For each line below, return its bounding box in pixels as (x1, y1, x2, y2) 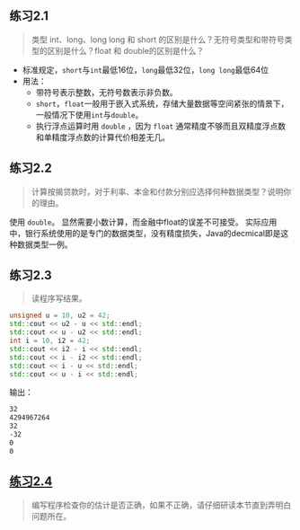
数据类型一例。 (16, 239, 73, 250)
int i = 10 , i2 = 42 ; (9, 336, 91, 346)
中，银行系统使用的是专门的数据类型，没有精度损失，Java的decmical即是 (9, 227, 281, 238)
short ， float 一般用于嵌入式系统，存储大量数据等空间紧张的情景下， (35, 98, 289, 109)
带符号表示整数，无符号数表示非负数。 (35, 86, 178, 97)
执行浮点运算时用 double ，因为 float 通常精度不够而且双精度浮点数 (35, 120, 287, 131)
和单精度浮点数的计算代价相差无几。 (35, 131, 171, 142)
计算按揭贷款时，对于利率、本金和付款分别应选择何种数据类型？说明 (31, 186, 284, 197)
